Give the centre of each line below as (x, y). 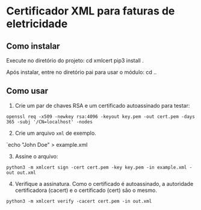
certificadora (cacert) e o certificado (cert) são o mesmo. (86, 190)
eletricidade (37, 24)
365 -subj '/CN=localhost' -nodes (50, 122)
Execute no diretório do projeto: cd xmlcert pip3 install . (75, 60)
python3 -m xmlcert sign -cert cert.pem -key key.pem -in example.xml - (99, 167)
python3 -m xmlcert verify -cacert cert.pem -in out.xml (79, 201)
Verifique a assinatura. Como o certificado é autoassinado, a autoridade (104, 184)
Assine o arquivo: (36, 156)
